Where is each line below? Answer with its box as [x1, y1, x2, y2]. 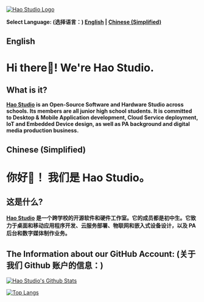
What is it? [6, 85, 47, 95]
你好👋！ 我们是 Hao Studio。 [6, 170, 150, 184]
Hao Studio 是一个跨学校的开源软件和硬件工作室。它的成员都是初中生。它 [6, 214, 191, 222]
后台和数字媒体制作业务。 [6, 229, 71, 237]
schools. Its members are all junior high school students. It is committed [6, 107, 192, 115]
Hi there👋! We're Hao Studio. [6, 61, 154, 74]
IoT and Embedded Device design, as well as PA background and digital [6, 121, 190, 128]
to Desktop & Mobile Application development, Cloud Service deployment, [6, 114, 199, 121]
